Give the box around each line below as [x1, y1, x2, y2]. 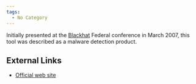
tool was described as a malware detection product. [6, 38, 137, 45]
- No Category [12, 15, 48, 21]
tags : [6, 9, 20, 15]
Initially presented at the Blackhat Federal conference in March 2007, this [6, 31, 191, 38]
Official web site [15, 71, 56, 79]
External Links [6, 55, 62, 66]
